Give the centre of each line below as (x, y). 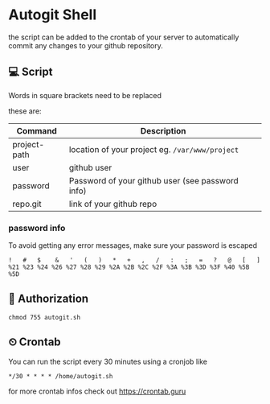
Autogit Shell (53, 15)
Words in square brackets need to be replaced (85, 95)
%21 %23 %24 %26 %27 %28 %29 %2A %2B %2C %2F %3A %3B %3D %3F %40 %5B (129, 267)
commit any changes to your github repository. (86, 45)
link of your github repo (113, 204)
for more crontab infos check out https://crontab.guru (97, 391)
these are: (25, 111)
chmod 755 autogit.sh (45, 317)
